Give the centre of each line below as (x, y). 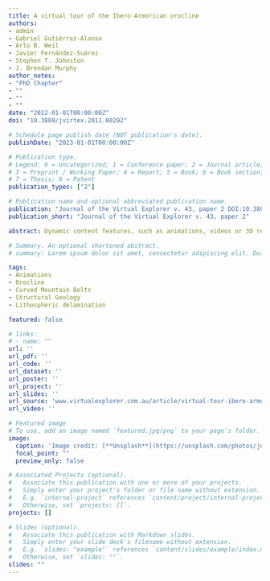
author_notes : (32, 76)
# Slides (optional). (45, 527)
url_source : (28, 402)
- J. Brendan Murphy (43, 68)
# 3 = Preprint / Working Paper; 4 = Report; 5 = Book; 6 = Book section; (136, 172)
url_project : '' (35, 386)
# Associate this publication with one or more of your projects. (125, 483)
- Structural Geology (45, 297)
